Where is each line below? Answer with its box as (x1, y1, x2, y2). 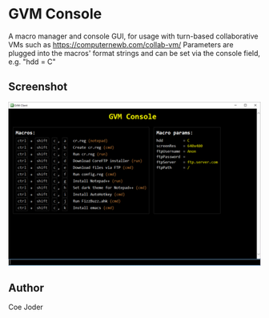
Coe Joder (8, 302, 44, 312)
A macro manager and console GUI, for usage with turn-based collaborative (8, 31, 259, 41)
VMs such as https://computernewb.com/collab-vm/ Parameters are (8, 39, 234, 49)
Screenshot (8, 80, 68, 94)
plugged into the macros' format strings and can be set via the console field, (8, 48, 261, 58)
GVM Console (8, 5, 102, 23)
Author (8, 281, 44, 295)
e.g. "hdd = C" (8, 57, 56, 66)
